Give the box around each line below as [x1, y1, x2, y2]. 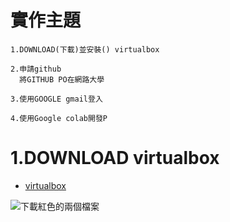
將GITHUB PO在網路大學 [19, 74, 105, 85]
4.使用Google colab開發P [10, 113, 108, 123]
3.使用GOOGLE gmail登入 [10, 94, 103, 104]
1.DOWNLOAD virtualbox [10, 147, 220, 170]
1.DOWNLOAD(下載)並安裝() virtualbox [10, 44, 160, 55]
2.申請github [10, 64, 62, 74]
